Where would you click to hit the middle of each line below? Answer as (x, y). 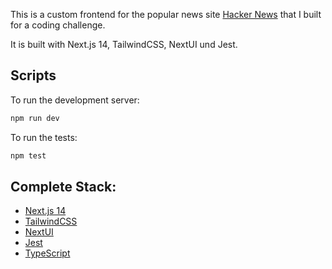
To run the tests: (44, 137)
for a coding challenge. (58, 25)
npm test (28, 155)
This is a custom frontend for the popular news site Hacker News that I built (166, 14)
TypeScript (47, 253)
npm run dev (35, 118)
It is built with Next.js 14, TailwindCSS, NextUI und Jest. (124, 44)
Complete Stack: (63, 186)
